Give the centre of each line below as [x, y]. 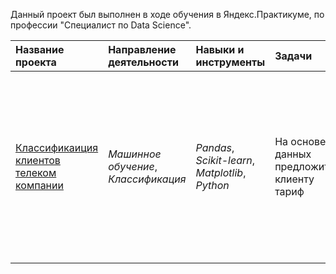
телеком [36, 172]
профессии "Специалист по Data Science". [101, 25]
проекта [36, 62]
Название [40, 49]
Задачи [293, 56]
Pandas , [215, 147]
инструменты [230, 62]
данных [293, 154]
